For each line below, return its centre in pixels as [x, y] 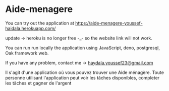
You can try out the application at [40, 23]
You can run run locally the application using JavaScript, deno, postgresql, [82, 47]
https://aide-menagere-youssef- [109, 23]
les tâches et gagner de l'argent [38, 83]
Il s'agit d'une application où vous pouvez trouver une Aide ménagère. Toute [84, 72]
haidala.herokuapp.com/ [31, 28]
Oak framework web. [27, 53]
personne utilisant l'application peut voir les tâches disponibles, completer [82, 77]
